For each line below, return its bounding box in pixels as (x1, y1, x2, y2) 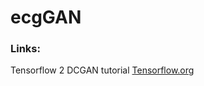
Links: (10, 42, 41, 56)
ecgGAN (10, 6, 82, 29)
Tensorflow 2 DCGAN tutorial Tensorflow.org (10, 64, 195, 76)
